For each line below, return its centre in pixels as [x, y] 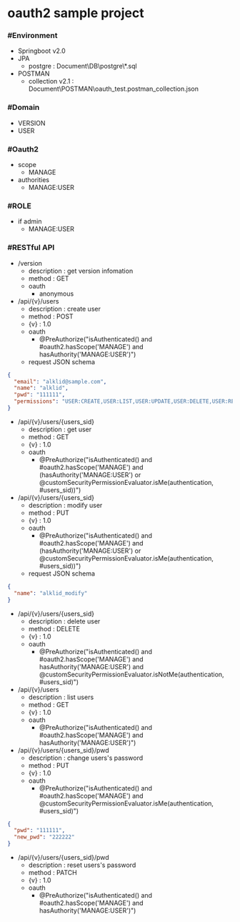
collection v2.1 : [51, 81]
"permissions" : [36, 401]
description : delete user [64, 621]
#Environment [33, 36]
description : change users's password [86, 758]
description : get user [60, 429]
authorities [34, 180]
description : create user [65, 309]
